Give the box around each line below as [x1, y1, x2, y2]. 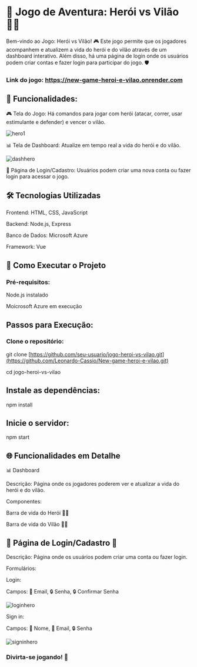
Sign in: [6, 613, 25, 620]
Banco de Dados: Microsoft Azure [6, 232, 88, 239]
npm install [6, 401, 33, 408]
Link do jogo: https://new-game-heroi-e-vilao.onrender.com [6, 76, 183, 84]
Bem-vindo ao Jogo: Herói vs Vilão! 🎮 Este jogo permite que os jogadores [6, 38, 187, 45]
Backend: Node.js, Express [6, 221, 72, 228]
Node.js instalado [6, 291, 49, 299]
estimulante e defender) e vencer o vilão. [6, 118, 106, 125]
